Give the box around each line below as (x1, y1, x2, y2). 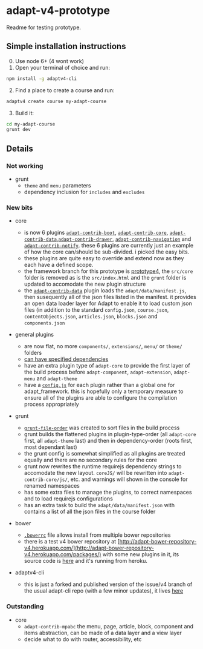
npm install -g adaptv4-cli (6, 75, 77, 82)
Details (6, 143, 33, 153)
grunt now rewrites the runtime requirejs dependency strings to (24, 463, 182, 470)
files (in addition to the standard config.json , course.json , (24, 306, 169, 314)
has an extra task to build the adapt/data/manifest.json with (24, 502, 175, 509)
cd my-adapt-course (6, 121, 56, 127)
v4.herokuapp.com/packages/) (24, 551, 101, 558)
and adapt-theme (36, 375, 77, 382)
